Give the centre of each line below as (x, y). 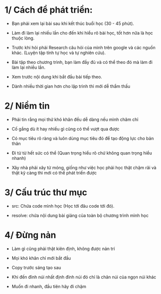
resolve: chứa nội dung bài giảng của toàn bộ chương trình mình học (80, 215)
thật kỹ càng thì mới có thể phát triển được (54, 173)
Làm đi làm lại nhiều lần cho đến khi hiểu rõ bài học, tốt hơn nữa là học (82, 33)
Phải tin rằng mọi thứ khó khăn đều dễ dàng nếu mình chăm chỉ (75, 119)
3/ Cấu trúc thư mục (46, 193)
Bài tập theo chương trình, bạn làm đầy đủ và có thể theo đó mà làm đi (82, 62)
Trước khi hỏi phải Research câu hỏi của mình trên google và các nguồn (84, 47)
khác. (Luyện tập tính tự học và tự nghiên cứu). (58, 53)
